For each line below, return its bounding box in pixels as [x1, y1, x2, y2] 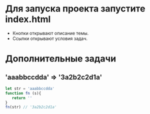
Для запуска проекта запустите [5, 3, 145, 14]
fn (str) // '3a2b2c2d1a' [5, 104, 57, 110]
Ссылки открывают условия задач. [12, 35, 88, 41]
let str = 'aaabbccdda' [5, 86, 55, 91]
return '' [11, 95, 32, 100]
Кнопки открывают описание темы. [12, 30, 89, 36]
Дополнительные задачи [5, 53, 116, 64]
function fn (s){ [5, 90, 41, 95]
